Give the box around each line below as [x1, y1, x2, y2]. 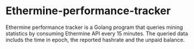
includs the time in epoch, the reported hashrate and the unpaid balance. [5, 36, 185, 43]
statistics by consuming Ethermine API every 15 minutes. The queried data [5, 30, 189, 37]
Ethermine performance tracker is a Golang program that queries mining [5, 24, 183, 31]
